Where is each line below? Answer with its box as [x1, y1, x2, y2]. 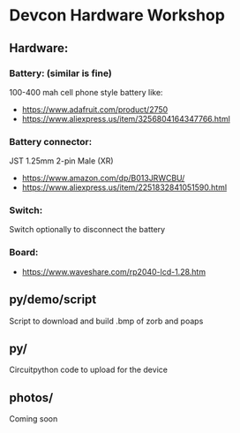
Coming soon [9, 414, 58, 424]
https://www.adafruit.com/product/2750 [21, 103, 169, 115]
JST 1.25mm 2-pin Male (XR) [9, 156, 114, 166]
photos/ [9, 390, 54, 405]
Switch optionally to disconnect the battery [9, 224, 166, 235]
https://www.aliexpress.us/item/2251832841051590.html [21, 182, 228, 193]
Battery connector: [9, 135, 93, 148]
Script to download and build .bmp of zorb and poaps [9, 315, 204, 326]
